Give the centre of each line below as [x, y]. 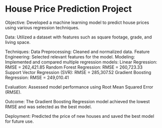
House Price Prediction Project [68, 9]
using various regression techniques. [42, 27]
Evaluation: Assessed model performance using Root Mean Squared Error [79, 87]
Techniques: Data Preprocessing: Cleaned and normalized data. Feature [77, 52]
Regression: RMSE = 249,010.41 [37, 77]
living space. [18, 42]
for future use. [20, 121]
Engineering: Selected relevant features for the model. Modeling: [70, 56]
